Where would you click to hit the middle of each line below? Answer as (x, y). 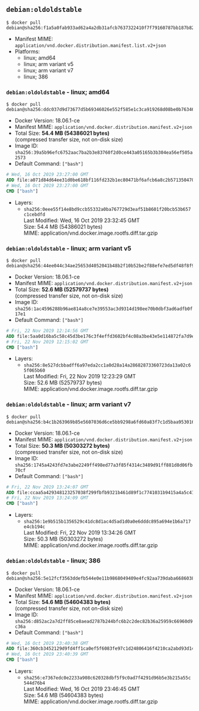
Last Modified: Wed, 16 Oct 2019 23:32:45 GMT (82, 220)
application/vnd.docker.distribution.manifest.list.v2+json (90, 45)
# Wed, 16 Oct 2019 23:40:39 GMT (47, 654)
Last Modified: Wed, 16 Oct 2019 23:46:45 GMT (82, 689)
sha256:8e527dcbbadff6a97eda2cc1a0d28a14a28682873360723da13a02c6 (107, 365)
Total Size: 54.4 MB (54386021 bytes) (62, 133)
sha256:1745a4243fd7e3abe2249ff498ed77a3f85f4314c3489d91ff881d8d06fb (104, 465)
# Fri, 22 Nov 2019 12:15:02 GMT (47, 342)
